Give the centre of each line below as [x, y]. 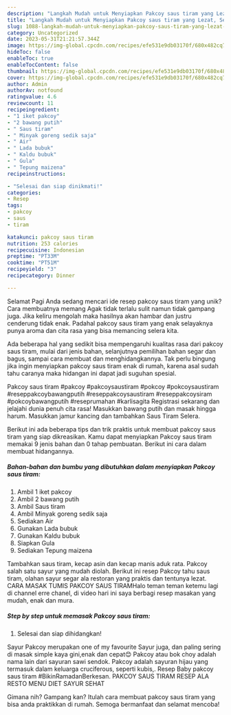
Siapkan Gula [36, 543]
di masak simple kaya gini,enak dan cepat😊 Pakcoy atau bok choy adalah [112, 654]
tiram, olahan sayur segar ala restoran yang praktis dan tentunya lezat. [107, 578]
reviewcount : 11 [30, 103]
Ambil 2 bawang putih [48, 499]
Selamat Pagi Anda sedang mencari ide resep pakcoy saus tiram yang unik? [114, 301]
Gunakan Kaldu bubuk [48, 536]
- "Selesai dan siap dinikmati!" [55, 186]
